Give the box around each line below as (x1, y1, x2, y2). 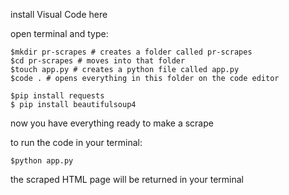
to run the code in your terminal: (10, 137, 143, 148)
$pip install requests (10, 91, 105, 101)
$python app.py (10, 156, 74, 166)
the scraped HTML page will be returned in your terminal (10, 174, 244, 185)
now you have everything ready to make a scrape (10, 117, 214, 129)
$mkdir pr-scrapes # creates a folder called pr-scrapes (10, 47, 253, 57)
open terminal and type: (10, 28, 109, 39)
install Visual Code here (10, 9, 108, 20)
